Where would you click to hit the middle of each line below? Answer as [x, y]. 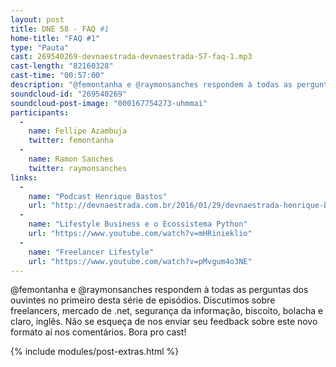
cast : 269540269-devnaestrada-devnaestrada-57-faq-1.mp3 [131, 57]
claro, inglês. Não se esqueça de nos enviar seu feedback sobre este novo [164, 322]
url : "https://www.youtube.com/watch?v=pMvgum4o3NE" [140, 261]
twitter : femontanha [71, 141]
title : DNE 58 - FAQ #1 [60, 29]
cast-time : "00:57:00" [57, 76]
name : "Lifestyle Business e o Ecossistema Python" [138, 224]
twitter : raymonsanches [78, 168]
